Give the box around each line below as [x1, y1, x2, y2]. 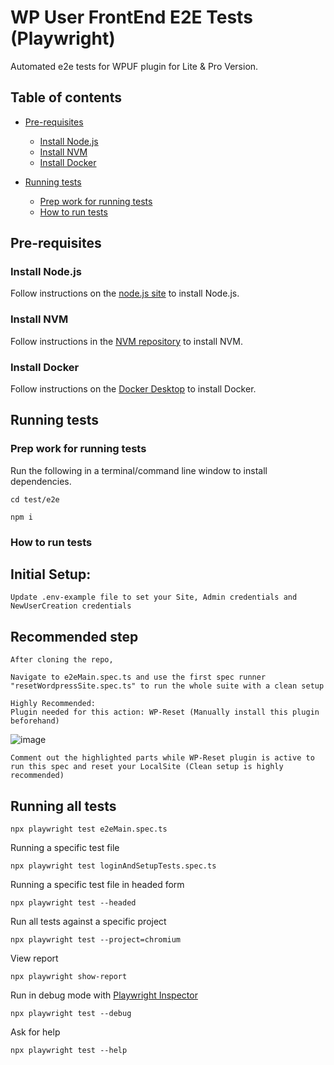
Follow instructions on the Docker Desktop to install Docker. [10, 383, 257, 395]
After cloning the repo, [10, 655, 114, 665]
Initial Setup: [10, 566, 92, 583]
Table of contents [10, 89, 122, 106]
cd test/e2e [10, 494, 60, 505]
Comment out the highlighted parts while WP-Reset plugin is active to [10, 753, 315, 763]
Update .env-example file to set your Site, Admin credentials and [10, 592, 298, 603]
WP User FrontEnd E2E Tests [10, 6, 253, 29]
